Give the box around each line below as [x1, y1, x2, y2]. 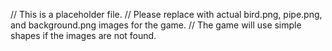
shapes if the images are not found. [10, 30, 157, 41]
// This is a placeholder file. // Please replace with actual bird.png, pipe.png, [10, 9, 323, 20]
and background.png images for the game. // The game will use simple [10, 19, 302, 31]
